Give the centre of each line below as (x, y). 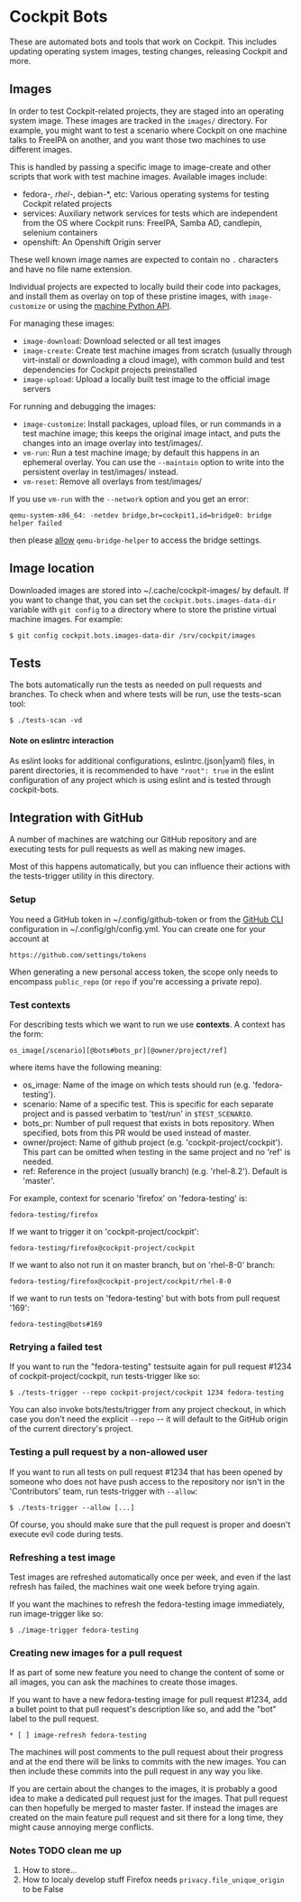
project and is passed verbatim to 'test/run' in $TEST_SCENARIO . (137, 1114)
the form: (26, 1034)
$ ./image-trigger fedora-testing (74, 1630)
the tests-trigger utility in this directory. (82, 876)
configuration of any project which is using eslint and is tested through (141, 779)
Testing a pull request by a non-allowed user (109, 1452)
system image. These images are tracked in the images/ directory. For (138, 120)
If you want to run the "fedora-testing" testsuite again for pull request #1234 (150, 1366)
